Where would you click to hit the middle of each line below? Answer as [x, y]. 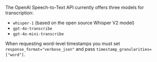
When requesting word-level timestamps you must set [63, 44]
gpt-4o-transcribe [32, 29]
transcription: [20, 13]
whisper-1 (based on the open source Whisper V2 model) [74, 23]
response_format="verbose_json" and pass [50, 49]
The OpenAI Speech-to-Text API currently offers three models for [75, 7]
